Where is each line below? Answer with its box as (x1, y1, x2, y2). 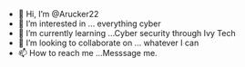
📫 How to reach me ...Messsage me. (17, 48, 158, 58)
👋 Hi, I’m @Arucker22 (17, 9, 99, 19)
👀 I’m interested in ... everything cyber (17, 18, 161, 29)
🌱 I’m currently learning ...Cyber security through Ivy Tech (17, 28, 236, 38)
